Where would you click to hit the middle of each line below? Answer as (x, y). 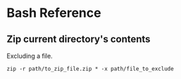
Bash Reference (54, 13)
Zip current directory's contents (79, 39)
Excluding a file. (30, 56)
